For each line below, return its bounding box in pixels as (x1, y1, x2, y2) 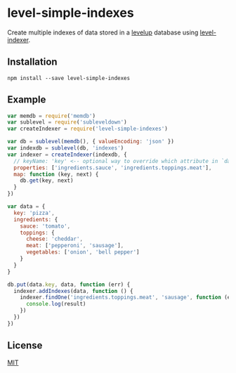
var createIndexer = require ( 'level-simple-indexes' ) (7, 125, 169, 133)
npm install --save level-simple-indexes (7, 74, 131, 81)
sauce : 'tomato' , (20, 223, 71, 230)
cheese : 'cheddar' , (25, 235, 83, 243)
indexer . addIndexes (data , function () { (13, 287, 133, 294)
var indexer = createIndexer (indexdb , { (7, 151, 128, 158)
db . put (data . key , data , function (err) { (7, 281, 131, 288)
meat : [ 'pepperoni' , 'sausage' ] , (25, 242, 124, 249)
